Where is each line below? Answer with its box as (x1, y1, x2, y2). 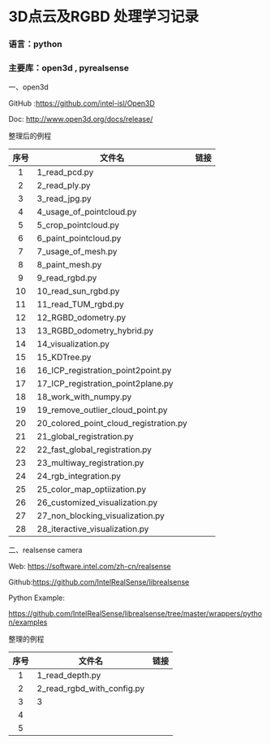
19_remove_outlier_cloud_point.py (37, 404, 168, 416)
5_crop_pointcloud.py (37, 220, 120, 231)
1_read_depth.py (37, 670, 101, 681)
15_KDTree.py (37, 351, 92, 363)
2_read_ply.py (37, 180, 91, 191)
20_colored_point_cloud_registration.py (37, 418, 188, 429)
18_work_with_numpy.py (37, 391, 132, 402)
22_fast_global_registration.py (37, 444, 153, 455)
